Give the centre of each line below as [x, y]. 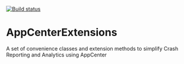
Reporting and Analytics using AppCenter [57, 55]
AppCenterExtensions [62, 33]
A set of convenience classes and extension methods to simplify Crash [92, 48]
